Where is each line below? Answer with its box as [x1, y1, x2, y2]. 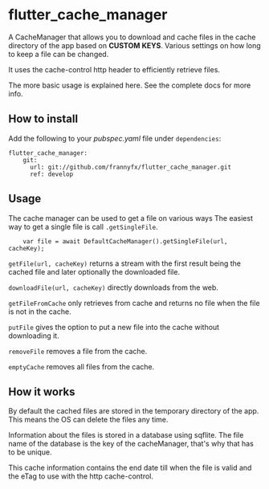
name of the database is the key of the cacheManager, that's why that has [8, 439, 255, 449]
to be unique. [8, 447, 52, 457]
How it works [8, 385, 75, 398]
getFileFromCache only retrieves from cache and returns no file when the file [8, 298, 260, 308]
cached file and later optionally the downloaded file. [8, 267, 181, 276]
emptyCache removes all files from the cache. [8, 361, 155, 371]
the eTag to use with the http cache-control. [8, 471, 154, 481]
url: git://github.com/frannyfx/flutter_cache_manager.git [29, 163, 231, 171]
